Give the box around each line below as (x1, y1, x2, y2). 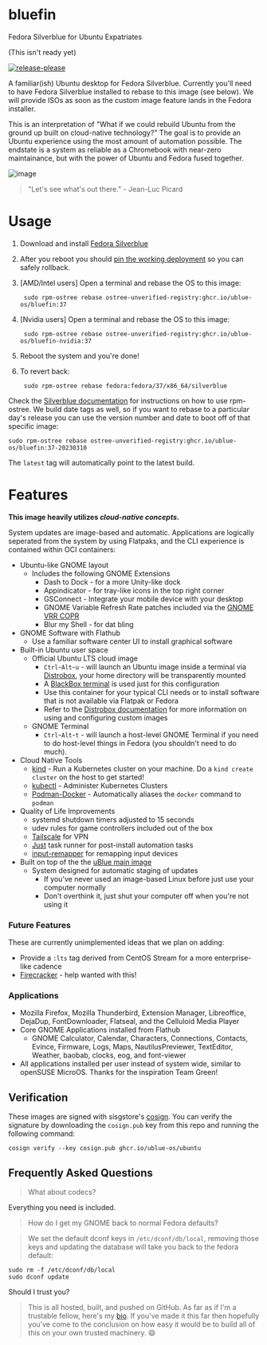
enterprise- (214, 953, 252, 963)
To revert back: (19, 366, 70, 376)
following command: (8, 1129, 76, 1139)
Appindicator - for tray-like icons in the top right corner (43, 585, 225, 595)
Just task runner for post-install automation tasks (31, 840, 194, 850)
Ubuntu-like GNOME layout (19, 560, 109, 569)
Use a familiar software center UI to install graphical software (31, 637, 233, 646)
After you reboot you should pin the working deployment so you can (19, 254, 244, 264)
